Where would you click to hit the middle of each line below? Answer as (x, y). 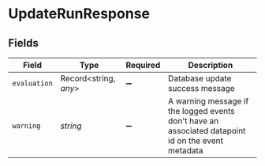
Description (211, 65)
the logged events (202, 111)
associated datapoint (207, 131)
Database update (200, 78)
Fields (24, 43)
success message (202, 88)
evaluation (32, 83)
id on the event (196, 141)
